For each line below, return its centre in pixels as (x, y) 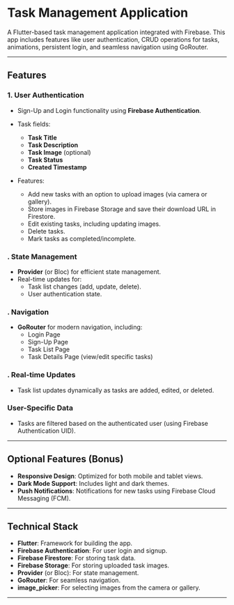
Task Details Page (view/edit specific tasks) (90, 357)
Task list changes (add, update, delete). (84, 286)
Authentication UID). (46, 431)
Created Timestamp (57, 167)
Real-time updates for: (49, 279)
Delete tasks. (46, 231)
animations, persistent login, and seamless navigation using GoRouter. (108, 47)
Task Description (53, 145)
